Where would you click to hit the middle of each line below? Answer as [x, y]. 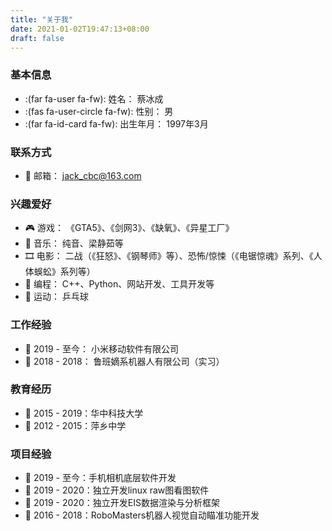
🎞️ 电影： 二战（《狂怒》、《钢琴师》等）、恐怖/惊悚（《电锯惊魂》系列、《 [169, 256]
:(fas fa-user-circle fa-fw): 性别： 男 [99, 111]
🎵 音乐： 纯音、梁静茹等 [74, 243]
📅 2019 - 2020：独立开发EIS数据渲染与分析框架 [122, 503]
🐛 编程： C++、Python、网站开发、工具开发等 [119, 284]
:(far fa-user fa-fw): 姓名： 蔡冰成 [94, 98]
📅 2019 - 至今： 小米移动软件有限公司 [101, 348]
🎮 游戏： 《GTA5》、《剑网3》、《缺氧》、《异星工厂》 [129, 228]
